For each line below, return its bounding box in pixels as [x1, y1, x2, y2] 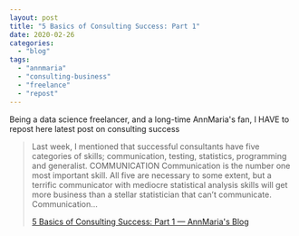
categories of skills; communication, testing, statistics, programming [31, 150, 287, 161]
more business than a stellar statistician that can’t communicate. [31, 189, 272, 200]
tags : [9, 55, 30, 64]
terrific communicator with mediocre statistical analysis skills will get [31, 179, 288, 190]
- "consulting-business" [17, 72, 111, 81]
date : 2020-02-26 [9, 30, 75, 39]
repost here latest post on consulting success [9, 123, 180, 134]
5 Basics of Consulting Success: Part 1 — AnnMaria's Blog [31, 216, 249, 227]
